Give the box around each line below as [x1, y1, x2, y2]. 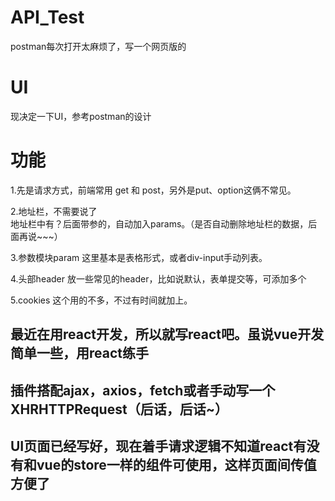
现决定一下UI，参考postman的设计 [10, 110, 152, 122]
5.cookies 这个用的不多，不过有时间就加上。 [10, 294, 193, 306]
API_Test [10, 6, 85, 29]
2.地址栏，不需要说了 [10, 205, 98, 217]
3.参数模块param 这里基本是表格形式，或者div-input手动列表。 [10, 251, 268, 263]
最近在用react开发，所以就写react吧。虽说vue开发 [10, 326, 325, 343]
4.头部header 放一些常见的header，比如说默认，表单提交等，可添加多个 [10, 272, 307, 285]
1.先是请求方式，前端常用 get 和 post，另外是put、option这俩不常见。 [10, 184, 297, 196]
